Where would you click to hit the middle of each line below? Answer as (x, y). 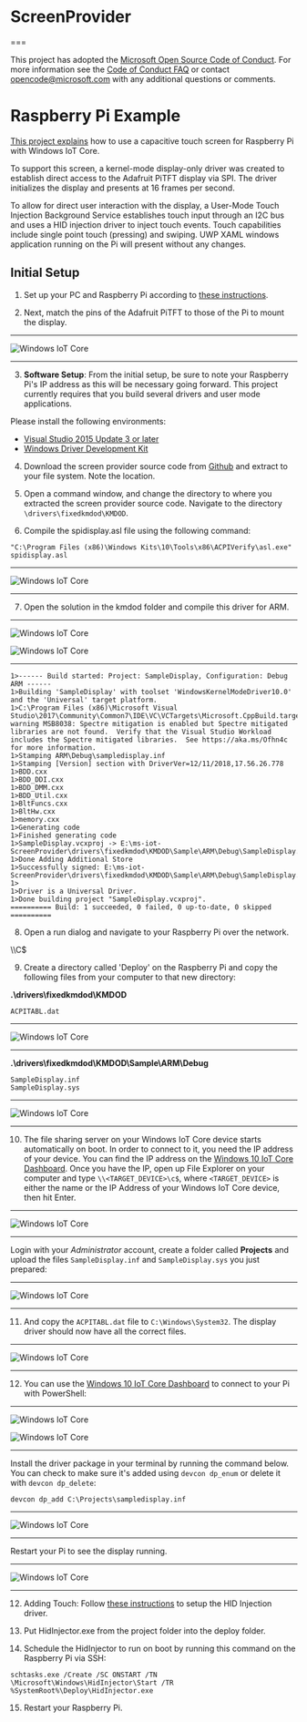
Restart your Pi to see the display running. (89, 1551)
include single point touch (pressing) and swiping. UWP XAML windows (145, 234)
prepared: (29, 1269)
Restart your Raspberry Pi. (73, 1707)
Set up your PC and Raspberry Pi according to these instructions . (146, 294)
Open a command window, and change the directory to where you (148, 493)
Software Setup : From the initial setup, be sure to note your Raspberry (156, 374)
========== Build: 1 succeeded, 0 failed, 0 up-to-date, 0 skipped (141, 907)
